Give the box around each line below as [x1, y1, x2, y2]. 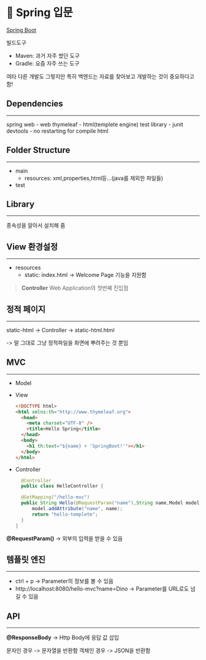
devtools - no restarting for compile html [6, 127, 109, 134]
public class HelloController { [21, 483, 104, 489]
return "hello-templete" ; [31, 511, 98, 518]
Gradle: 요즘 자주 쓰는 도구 [15, 60, 80, 67]
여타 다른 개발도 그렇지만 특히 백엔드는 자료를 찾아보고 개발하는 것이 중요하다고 [6, 72, 195, 80]
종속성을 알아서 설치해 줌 [6, 222, 66, 229]
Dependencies [6, 99, 63, 109]
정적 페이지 [6, 304, 46, 314]
